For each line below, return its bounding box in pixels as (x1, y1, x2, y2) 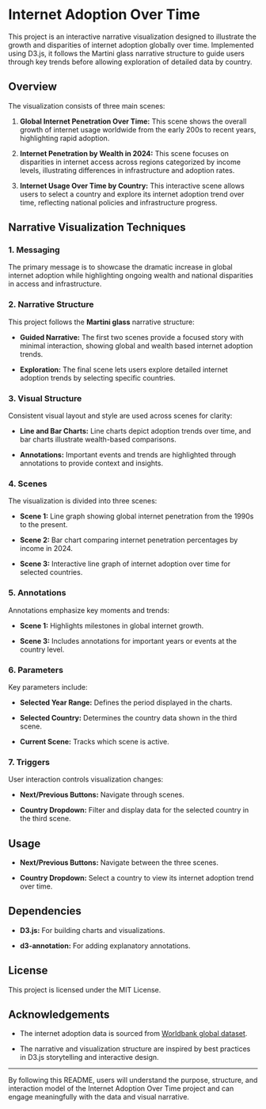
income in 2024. (19, 544, 74, 553)
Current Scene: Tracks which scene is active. (19, 736, 169, 746)
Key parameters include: (8, 682, 88, 691)
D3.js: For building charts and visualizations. (19, 925, 165, 935)
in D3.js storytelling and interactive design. (19, 1053, 160, 1062)
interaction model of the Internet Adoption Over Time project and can (8, 1084, 234, 1093)
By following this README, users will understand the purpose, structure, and (8, 1076, 258, 1085)
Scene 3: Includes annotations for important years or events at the (19, 636, 237, 645)
